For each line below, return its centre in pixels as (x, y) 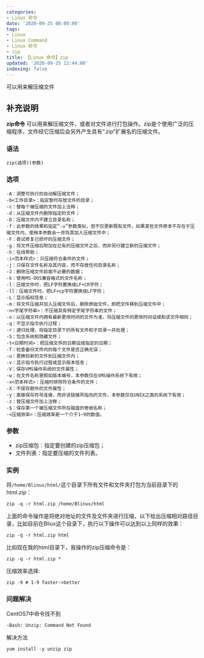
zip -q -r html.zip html (38, 535)
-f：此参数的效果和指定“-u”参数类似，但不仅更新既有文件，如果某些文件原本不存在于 (98, 226)
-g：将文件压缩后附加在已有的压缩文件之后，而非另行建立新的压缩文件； (84, 246)
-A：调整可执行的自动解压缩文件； (43, 194)
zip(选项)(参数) (25, 163)
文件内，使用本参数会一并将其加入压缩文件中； (61, 233)
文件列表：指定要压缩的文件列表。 (58, 453)
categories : (21, 12)
